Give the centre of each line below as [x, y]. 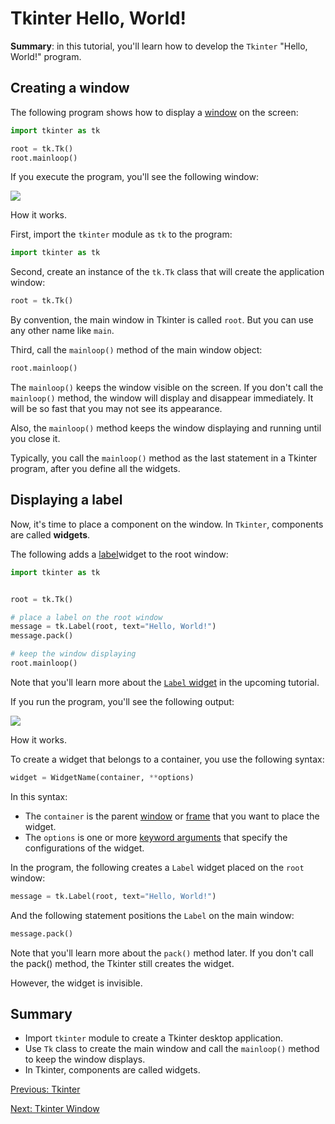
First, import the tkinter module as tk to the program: [121, 234]
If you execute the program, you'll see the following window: [135, 177]
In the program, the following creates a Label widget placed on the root [157, 867]
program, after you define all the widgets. [95, 468]
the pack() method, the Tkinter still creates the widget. [122, 963]
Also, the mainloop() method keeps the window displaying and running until [166, 428]
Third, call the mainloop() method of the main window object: [136, 350]
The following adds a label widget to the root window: [119, 554]
